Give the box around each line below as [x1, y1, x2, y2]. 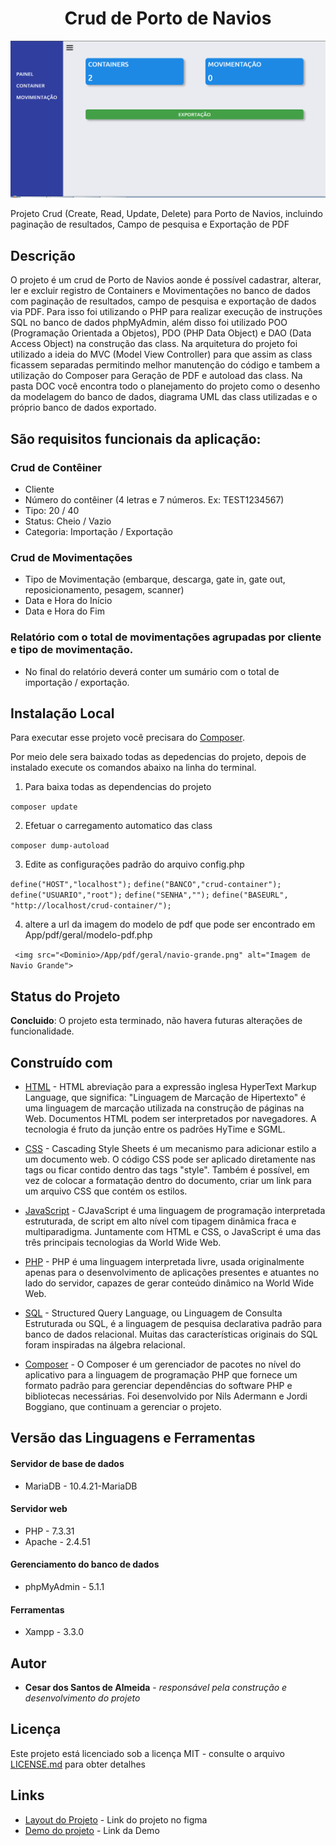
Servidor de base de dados [10, 1457, 125, 1469]
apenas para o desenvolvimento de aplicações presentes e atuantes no [24, 1266, 320, 1278]
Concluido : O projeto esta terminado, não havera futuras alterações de [10, 1015, 303, 1027]
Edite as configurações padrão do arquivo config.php [24, 858, 245, 871]
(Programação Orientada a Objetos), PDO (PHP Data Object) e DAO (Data [10, 327, 312, 339]
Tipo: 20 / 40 [24, 504, 80, 516]
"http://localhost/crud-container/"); [10, 901, 172, 911]
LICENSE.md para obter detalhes [10, 1758, 146, 1770]
